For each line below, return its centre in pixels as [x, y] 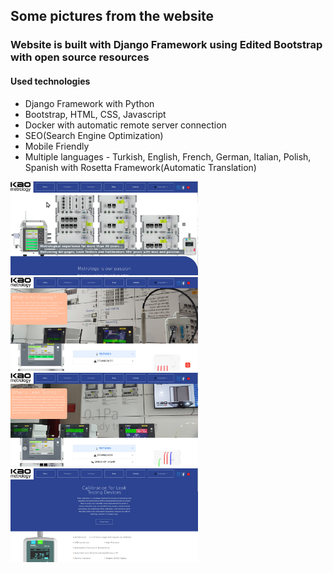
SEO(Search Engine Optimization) [94, 135]
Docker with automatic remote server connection [125, 125]
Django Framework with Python [89, 103]
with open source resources [80, 57]
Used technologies [50, 81]
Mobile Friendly [57, 146]
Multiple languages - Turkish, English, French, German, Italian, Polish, [168, 156]
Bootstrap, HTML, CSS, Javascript [95, 114]
